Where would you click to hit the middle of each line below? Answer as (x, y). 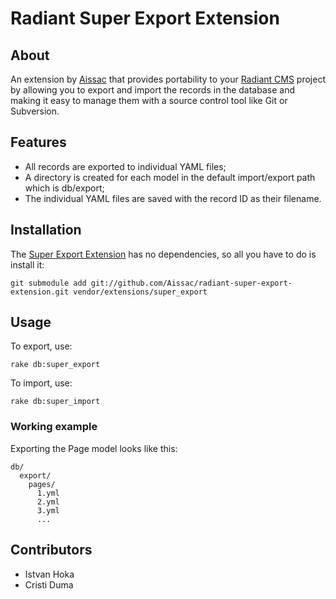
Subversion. (35, 111)
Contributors (51, 550)
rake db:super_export (55, 365)
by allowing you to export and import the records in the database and (152, 90)
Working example (54, 427)
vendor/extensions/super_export (140, 292)
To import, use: (41, 383)
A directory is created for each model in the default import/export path (170, 177)
